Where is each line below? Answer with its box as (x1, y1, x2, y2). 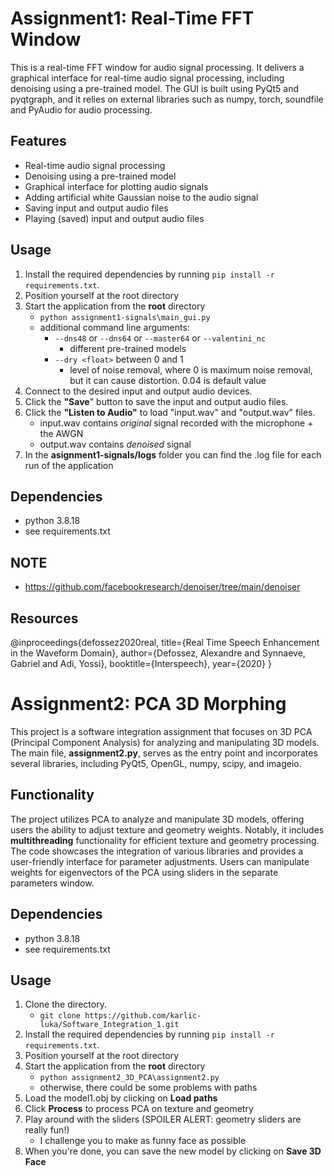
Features (10, 133, 67, 150)
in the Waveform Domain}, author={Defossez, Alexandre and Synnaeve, (10, 647, 306, 659)
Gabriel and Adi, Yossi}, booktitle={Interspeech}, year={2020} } (10, 658, 272, 669)
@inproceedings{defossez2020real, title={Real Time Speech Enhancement (10, 637, 320, 648)
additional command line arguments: (39, 321, 190, 333)
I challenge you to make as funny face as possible (39, 1135, 247, 1147)
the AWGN (39, 427, 84, 439)
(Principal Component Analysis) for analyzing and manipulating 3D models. (10, 736, 320, 748)
